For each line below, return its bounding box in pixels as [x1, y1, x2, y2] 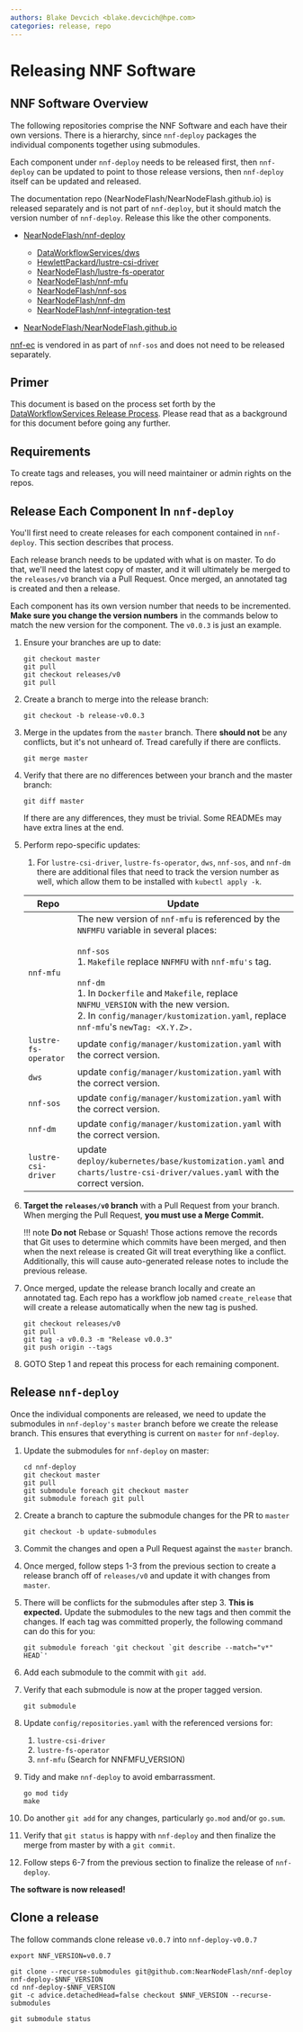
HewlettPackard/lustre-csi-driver [36, 256, 159, 267]
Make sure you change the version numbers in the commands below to [10, 609, 279, 621]
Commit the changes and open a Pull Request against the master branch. [22, 1542, 293, 1553]
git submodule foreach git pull [22, 1494, 145, 1503]
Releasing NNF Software [10, 60, 197, 81]
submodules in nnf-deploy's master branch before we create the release [10, 1418, 279, 1429]
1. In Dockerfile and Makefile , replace [76, 986, 239, 999]
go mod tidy [22, 1788, 68, 1798]
